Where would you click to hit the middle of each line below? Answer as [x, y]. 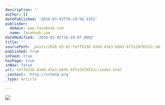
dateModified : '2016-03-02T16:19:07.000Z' [50, 38]
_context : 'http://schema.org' [38, 75]
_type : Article [21, 79]
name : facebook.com [30, 33]
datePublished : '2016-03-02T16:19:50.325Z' [51, 19]
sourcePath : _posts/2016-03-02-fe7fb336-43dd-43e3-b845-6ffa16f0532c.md [83, 47]
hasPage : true [20, 61]
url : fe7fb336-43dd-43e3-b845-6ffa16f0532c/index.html [64, 70]
